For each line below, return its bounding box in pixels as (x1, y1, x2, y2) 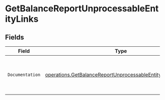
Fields (5, 33, 25, 41)
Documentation (7, 72, 41, 77)
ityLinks (5, 13, 39, 25)
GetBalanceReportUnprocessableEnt (5, 3, 159, 14)
